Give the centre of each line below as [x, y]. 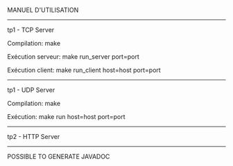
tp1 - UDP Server [31, 90]
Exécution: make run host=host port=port [66, 117]
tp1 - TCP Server [31, 30]
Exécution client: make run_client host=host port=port [84, 70]
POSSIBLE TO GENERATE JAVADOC [59, 156]
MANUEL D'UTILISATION [43, 10]
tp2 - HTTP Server [34, 137]
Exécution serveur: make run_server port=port [74, 57]
